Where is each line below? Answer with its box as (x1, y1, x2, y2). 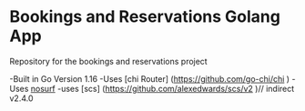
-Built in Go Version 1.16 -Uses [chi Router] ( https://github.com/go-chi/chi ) (9, 73, 290, 84)
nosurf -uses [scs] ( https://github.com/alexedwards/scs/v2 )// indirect (30, 83, 295, 94)
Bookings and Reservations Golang (9, 6, 280, 27)
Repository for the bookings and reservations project (9, 55, 208, 66)
